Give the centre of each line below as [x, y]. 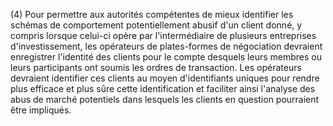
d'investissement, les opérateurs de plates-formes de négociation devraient [166, 46]
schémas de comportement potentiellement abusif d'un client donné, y [156, 25]
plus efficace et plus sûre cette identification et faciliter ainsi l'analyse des [163, 88]
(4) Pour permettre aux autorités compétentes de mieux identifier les [152, 14]
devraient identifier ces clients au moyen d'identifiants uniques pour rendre [165, 78]
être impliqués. [41, 110]
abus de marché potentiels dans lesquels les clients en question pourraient [165, 99]
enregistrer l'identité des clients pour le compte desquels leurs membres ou [166, 57]
